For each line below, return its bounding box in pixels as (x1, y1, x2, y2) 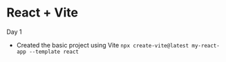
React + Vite (6, 5, 79, 21)
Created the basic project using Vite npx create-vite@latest (16, 41, 189, 49)
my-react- (191, 42, 220, 49)
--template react (29, 48, 79, 55)
